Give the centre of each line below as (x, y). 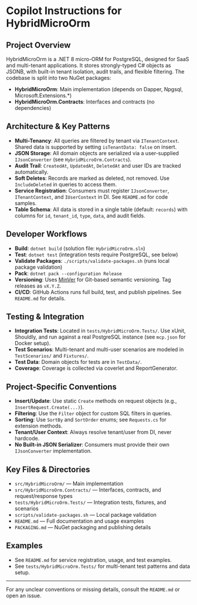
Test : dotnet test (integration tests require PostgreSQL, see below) (96, 255)
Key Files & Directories (48, 469)
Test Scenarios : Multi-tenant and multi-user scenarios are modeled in (99, 350)
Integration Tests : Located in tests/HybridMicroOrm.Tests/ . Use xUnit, (100, 331)
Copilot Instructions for (64, 11)
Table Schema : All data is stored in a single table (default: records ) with (101, 209)
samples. (26, 203)
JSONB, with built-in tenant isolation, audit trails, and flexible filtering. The (95, 71)
